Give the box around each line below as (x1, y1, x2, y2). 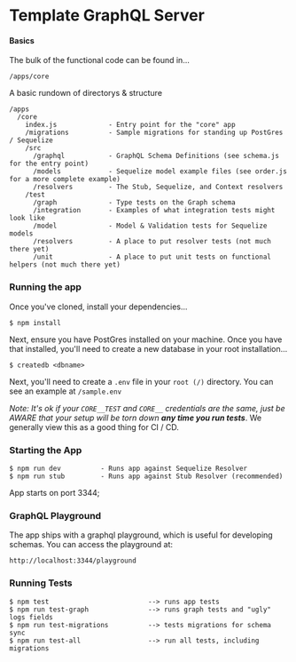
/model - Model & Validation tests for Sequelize (32, 221, 268, 231)
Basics (9, 35, 35, 45)
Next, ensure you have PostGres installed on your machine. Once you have (9, 334, 283, 345)
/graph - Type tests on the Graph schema (32, 198, 237, 207)
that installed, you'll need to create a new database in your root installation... (9, 343, 288, 354)
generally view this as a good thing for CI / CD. (9, 421, 180, 432)
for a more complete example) (9, 175, 121, 184)
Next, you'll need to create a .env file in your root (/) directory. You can (9, 376, 274, 387)
